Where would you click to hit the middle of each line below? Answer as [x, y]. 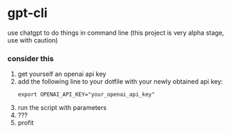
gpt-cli [27, 13]
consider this [31, 58]
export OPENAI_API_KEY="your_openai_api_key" [86, 95]
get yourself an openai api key [62, 74]
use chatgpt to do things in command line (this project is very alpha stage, [116, 33]
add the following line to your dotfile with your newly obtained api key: [120, 82]
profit [26, 123]
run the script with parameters [62, 108]
